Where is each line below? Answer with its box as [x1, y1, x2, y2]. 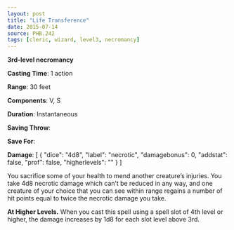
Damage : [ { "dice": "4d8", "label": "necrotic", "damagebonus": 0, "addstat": [7, 151, 228, 159]
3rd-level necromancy [7, 55, 74, 64]
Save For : [7, 137, 35, 146]
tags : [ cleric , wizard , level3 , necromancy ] [7, 36, 140, 43]
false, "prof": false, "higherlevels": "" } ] [7, 158, 122, 167]
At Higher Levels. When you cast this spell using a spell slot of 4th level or [7, 208, 223, 216]
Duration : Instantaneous [7, 110, 78, 119]
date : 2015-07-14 [7, 23, 58, 30]
